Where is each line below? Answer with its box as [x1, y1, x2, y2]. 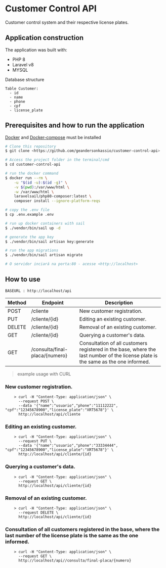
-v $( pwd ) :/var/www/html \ [14, 185, 70, 189]
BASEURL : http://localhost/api [5, 288, 72, 293]
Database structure [5, 76, 44, 82]
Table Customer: [5, 86, 39, 91]
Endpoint [41, 299, 64, 306]
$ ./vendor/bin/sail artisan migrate [5, 253, 83, 258]
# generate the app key [5, 235, 54, 239]
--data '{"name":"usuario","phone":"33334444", [18, 443, 119, 448]
